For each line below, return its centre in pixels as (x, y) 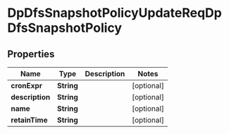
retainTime (29, 120)
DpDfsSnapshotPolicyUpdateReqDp (114, 13)
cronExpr (26, 86)
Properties (31, 54)
